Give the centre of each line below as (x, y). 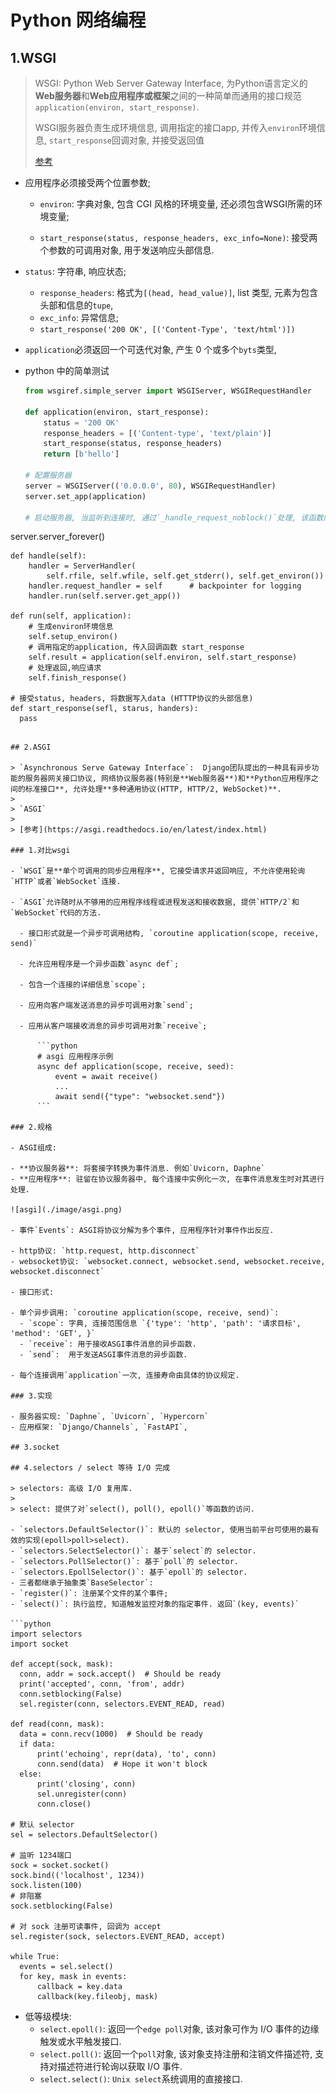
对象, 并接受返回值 (167, 140)
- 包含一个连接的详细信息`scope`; (83, 985)
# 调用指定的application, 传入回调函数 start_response (136, 647)
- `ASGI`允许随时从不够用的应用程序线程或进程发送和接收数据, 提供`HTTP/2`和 (155, 902)
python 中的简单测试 (67, 370)
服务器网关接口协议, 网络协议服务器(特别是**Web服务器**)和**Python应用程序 (168, 779)
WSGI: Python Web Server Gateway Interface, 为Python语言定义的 (171, 83)
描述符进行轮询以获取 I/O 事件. (120, 2067)
